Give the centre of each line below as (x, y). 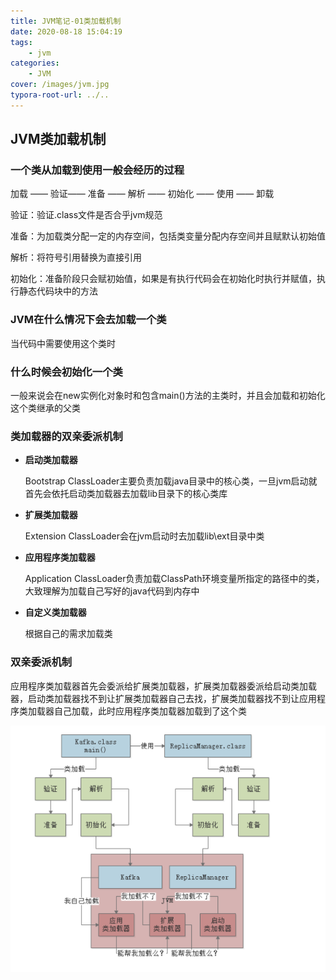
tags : (21, 42)
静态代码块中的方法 (58, 291)
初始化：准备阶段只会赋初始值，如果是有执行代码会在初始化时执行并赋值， (163, 279)
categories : (35, 63)
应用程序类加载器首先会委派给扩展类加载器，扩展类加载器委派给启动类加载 (163, 686)
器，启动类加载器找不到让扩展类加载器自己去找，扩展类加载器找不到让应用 (163, 698)
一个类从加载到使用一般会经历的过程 (97, 170)
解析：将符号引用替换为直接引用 (76, 257)
